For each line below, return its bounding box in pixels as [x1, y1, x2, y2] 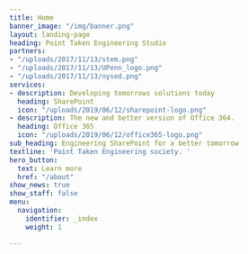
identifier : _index [25, 213, 99, 223]
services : [9, 80, 47, 89]
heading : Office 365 [17, 122, 94, 132]
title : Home [9, 13, 54, 23]
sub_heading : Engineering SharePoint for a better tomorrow [9, 139, 240, 148]
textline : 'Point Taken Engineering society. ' [9, 147, 191, 156]
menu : [9, 197, 30, 207]
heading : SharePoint [17, 96, 94, 106]
